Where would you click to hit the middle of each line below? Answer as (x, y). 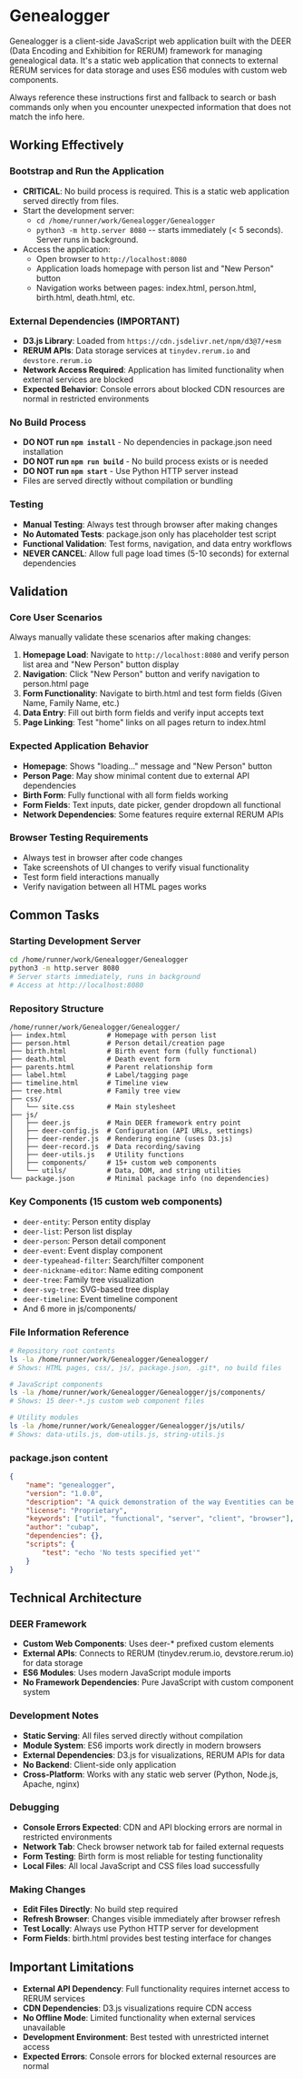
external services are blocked (78, 379)
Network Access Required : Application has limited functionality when (153, 369)
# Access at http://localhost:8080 (77, 985)
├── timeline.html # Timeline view (89, 1084)
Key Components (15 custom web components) (116, 1202)
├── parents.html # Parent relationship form (111, 1067)
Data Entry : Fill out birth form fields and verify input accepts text (143, 713)
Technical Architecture (76, 1598)
